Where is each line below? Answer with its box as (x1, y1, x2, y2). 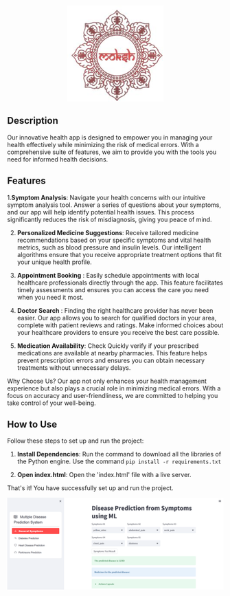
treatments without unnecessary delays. (16, 363, 131, 372)
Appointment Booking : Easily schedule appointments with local (16, 271, 200, 279)
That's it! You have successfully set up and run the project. (7, 484, 174, 492)
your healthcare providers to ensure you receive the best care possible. (16, 328, 220, 336)
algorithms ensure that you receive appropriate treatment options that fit (16, 250, 222, 258)
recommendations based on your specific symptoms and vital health (16, 236, 211, 244)
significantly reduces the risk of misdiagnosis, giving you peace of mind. (7, 215, 212, 223)
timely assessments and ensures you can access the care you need (16, 285, 209, 294)
